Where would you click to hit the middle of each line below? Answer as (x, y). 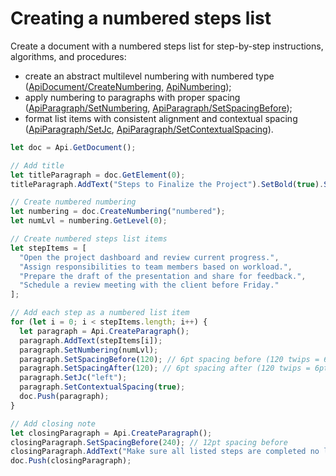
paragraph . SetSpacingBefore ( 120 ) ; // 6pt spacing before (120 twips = (169, 359)
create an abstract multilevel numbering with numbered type (149, 76)
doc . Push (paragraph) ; (64, 397)
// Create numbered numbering (73, 202)
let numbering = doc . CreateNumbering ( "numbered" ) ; (118, 212)
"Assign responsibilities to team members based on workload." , (156, 267)
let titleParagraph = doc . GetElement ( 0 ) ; (98, 175)
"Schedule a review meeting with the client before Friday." (149, 285)
